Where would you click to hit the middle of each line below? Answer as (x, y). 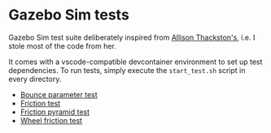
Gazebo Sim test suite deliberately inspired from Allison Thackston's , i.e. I (132, 37)
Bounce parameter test (59, 94)
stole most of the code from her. (62, 45)
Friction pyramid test (55, 112)
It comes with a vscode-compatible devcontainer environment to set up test (135, 62)
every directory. (35, 79)
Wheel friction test (51, 120)
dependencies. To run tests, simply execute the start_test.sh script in (127, 70)
